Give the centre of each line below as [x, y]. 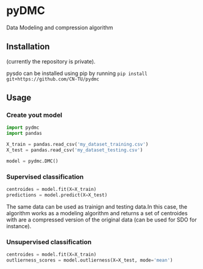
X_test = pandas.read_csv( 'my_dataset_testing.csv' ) [75, 150]
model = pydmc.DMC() [33, 161]
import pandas [24, 134]
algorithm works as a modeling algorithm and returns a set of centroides [97, 213]
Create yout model [34, 115]
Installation [28, 47]
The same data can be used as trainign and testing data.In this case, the [97, 206]
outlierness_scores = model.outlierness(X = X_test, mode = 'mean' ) [90, 260]
